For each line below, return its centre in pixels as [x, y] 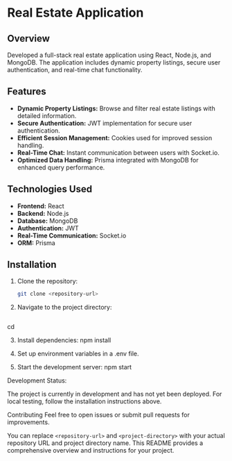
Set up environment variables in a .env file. [78, 354]
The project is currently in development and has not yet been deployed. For [115, 394]
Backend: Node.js [43, 213]
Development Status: [37, 380]
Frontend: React [41, 206]
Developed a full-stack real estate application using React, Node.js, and [109, 55]
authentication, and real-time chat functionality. [75, 70]
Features [27, 92]
